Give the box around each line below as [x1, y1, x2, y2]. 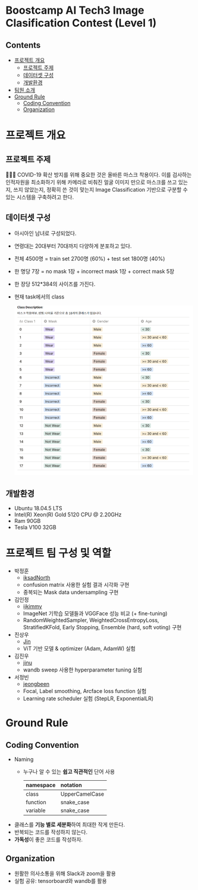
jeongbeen [23, 680, 50, 687]
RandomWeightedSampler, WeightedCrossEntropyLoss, [23, 616, 159, 624]
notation [61, 781, 82, 789]
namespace [26, 781, 56, 789]
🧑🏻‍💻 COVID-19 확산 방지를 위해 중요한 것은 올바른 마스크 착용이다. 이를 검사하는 [5, 171, 192, 178]
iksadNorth [23, 574, 51, 581]
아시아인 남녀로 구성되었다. [14, 229, 77, 236]
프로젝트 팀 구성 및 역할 [5, 547, 112, 560]
